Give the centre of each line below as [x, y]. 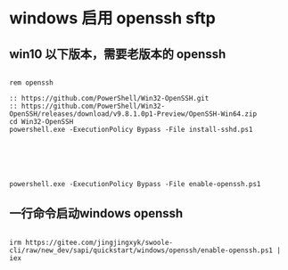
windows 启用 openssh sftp [112, 18]
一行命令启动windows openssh [96, 213]
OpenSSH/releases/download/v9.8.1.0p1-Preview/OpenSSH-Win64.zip [133, 114]
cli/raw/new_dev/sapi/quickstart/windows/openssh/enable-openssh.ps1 [141, 250]
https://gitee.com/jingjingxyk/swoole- [99, 242]
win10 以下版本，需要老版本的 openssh [118, 54]
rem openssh [31, 83]
